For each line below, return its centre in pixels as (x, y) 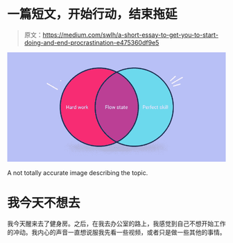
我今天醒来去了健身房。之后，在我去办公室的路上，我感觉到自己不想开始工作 (116, 224)
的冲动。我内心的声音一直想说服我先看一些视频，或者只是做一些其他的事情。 (116, 232)
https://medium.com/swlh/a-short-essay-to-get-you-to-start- (130, 35)
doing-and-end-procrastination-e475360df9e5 (92, 42)
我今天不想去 (44, 203)
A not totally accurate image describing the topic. (78, 173)
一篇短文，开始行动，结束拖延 (93, 14)
